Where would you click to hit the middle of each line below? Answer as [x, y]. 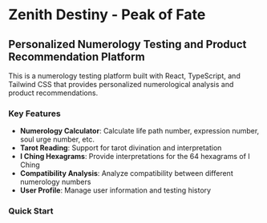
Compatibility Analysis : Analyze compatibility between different [127, 173]
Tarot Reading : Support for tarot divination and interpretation [121, 148]
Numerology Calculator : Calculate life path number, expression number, [140, 131]
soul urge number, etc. [57, 139]
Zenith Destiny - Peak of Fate [107, 15]
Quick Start [31, 211]
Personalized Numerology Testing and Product [127, 44]
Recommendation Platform [77, 56]
